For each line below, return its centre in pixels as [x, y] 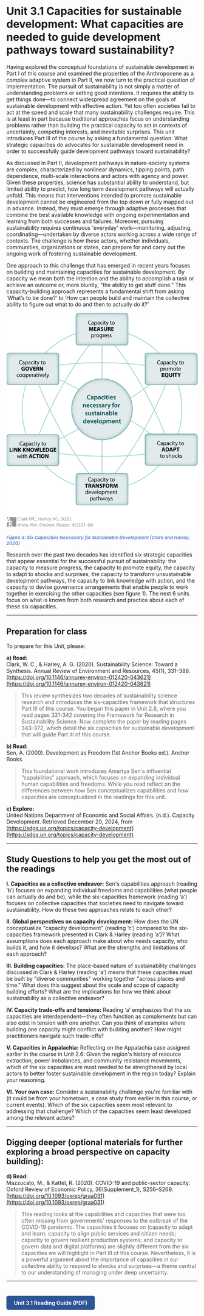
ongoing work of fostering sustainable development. [72, 254]
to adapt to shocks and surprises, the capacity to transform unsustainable [99, 574]
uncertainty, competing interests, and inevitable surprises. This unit [90, 132]
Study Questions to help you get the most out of [99, 860]
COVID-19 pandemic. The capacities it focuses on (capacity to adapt [107, 1227]
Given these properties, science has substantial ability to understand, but [98, 182]
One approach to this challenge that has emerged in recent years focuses [98, 265]
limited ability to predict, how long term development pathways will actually [100, 189]
